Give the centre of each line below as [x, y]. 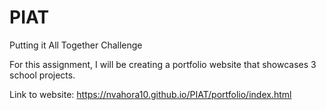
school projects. [42, 75]
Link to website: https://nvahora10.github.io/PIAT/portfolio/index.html [150, 94]
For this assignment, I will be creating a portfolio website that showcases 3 [163, 64]
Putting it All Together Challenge [76, 45]
